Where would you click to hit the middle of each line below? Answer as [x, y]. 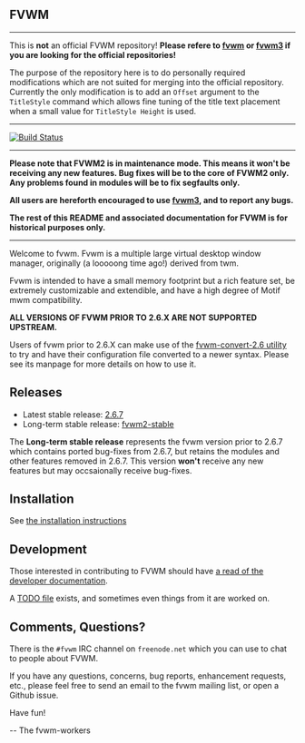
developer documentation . [59, 581]
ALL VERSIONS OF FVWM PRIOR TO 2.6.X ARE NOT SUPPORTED [133, 318]
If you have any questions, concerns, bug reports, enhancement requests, [148, 676]
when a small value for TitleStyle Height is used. [103, 111]
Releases [36, 392]
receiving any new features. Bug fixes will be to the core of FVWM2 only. [149, 172]
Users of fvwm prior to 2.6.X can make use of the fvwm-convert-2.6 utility [148, 345]
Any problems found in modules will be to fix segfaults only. [125, 182]
